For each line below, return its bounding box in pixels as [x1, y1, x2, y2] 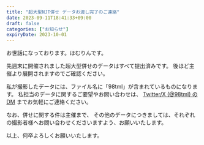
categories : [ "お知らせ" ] [6, 26, 69, 32]
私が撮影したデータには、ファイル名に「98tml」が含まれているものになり [6, 83, 193, 91]
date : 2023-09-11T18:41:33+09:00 [6, 15, 92, 21]
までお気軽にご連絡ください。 [16, 99, 92, 106]
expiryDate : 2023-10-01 [6, 32, 67, 38]
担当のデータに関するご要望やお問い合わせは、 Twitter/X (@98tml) [23, 91, 191, 98]
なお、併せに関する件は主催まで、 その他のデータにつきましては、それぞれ [6, 111, 195, 119]
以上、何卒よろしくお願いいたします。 [6, 132, 103, 139]
